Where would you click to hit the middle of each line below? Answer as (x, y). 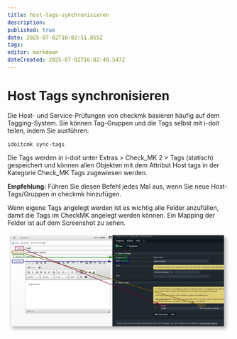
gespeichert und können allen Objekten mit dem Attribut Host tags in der (114, 165)
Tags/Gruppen (28, 194)
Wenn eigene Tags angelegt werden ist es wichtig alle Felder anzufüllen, (113, 207)
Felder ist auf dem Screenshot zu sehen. (67, 223)
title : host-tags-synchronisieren (59, 15)
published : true (31, 30)
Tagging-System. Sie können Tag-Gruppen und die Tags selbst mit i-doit (114, 123)
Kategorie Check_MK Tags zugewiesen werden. (77, 172)
